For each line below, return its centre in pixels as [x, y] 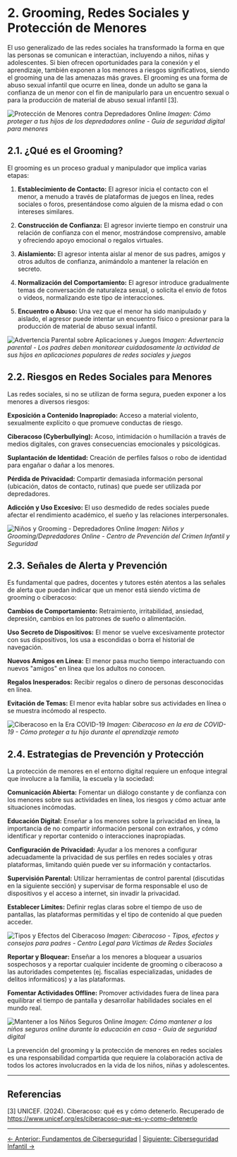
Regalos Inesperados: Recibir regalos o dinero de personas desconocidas [116, 682]
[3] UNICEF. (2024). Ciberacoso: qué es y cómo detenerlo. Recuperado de [116, 1111]
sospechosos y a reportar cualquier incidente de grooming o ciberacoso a [115, 964]
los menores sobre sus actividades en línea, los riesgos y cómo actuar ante [117, 800]
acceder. [20, 922]
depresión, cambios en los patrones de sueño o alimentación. [97, 619]
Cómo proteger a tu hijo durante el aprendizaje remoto [99, 732]
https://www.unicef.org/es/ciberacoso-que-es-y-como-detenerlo [102, 1119]
